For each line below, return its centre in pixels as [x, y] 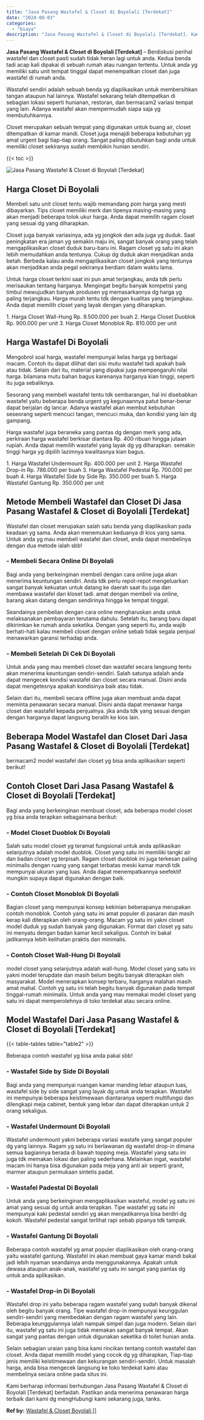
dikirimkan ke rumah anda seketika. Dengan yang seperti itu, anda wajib [96, 625]
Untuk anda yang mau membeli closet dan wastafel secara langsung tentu [99, 667]
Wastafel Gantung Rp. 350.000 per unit [55, 483]
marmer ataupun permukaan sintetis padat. [60, 1172]
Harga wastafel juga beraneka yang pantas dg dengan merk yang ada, [94, 432]
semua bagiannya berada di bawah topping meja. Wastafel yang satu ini [96, 1152]
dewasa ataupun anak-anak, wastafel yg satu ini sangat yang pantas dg [96, 1269]
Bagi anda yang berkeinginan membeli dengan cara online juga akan [92, 574]
